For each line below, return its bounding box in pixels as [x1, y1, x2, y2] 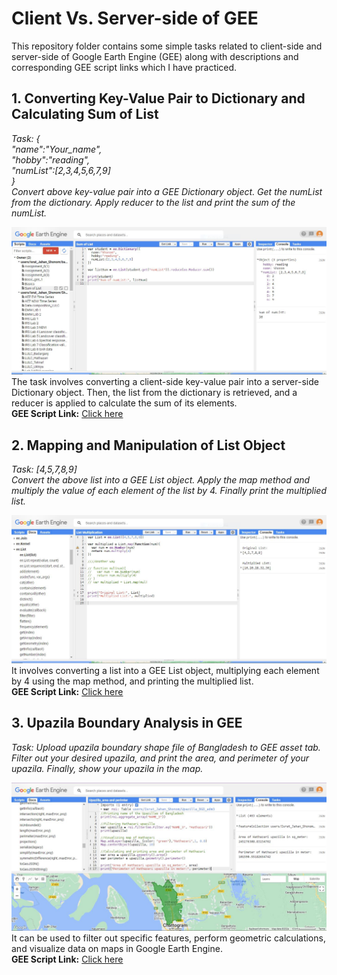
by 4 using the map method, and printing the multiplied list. [11, 675, 254, 687]
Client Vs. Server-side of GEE [11, 7, 259, 30]
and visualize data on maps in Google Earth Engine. [11, 943, 223, 955]
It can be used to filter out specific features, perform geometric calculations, [11, 932, 326, 944]
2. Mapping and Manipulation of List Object [11, 437, 286, 454]
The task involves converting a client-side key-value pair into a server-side [11, 376, 319, 388]
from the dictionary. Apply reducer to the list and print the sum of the [11, 196, 296, 208]
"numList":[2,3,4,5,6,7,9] [11, 164, 111, 176]
